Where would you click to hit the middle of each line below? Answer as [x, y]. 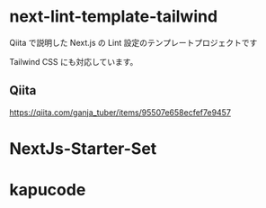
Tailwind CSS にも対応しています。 [74, 61]
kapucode [48, 190]
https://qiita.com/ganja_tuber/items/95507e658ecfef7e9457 [120, 112]
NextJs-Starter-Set [83, 148]
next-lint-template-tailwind [114, 17]
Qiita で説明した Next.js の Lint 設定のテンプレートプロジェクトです [133, 42]
